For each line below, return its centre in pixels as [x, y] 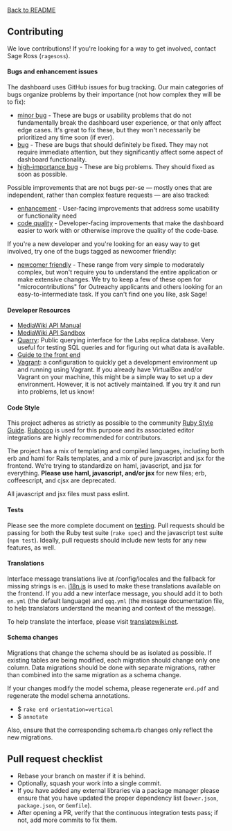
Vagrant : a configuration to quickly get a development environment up [117, 362]
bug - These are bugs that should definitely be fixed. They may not [113, 145]
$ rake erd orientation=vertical [65, 709]
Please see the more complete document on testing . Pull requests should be [116, 525]
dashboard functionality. [52, 159]
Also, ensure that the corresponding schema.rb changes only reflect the [110, 730]
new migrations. [30, 737]
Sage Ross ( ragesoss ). [39, 55]
